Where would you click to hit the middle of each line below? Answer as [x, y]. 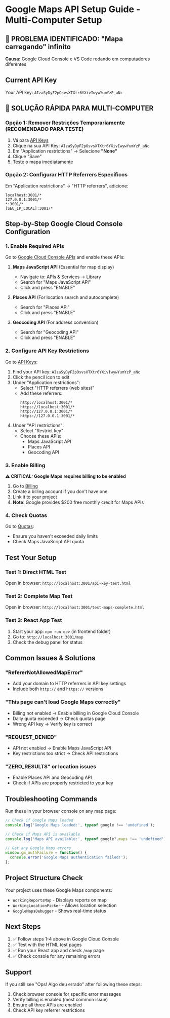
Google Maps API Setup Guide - [73, 9]
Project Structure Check [44, 878]
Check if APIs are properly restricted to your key [63, 783]
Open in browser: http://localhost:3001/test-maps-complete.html [75, 607]
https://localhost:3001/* [47, 407]
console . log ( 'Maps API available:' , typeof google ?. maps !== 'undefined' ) [86, 839]
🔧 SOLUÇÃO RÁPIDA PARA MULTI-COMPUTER [79, 108]
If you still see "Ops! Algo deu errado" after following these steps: [74, 985]
